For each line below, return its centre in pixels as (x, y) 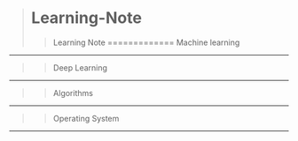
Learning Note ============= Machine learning (146, 42)
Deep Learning (80, 67)
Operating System (86, 118)
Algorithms (73, 93)
